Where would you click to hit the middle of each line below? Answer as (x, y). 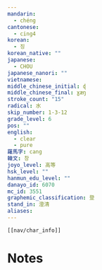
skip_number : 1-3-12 (38, 112)
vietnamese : (25, 80)
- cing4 (25, 34)
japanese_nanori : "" (38, 73)
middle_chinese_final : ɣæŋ (47, 93)
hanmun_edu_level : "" (39, 178)
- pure (23, 146)
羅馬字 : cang (25, 152)
